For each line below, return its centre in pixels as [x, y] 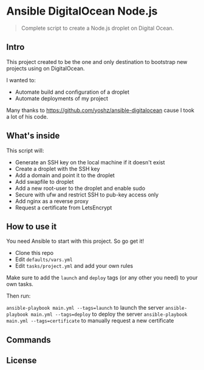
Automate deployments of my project [61, 98]
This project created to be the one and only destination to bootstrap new [97, 61]
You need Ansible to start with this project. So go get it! [75, 241]
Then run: [19, 296]
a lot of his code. [27, 116]
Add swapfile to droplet [44, 181]
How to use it [32, 226]
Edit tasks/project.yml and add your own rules [74, 266]
